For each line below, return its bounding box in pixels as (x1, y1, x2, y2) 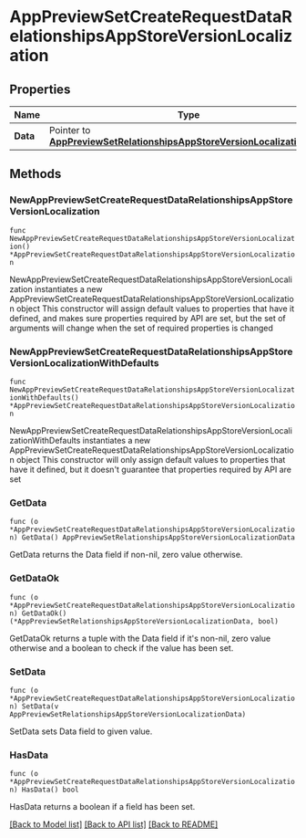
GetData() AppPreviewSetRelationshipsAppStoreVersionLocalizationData (21, 533, 296, 542)
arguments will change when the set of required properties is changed (9, 322, 273, 333)
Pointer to (48, 124, 91, 136)
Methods (9, 166, 62, 182)
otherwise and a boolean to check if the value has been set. (9, 642, 234, 654)
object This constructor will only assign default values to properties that (16, 454, 286, 465)
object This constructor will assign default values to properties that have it (16, 303, 294, 314)
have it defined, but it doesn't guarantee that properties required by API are (9, 464, 291, 475)
